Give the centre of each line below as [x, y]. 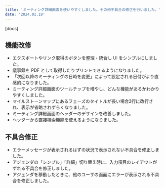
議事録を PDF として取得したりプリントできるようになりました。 [78, 70]
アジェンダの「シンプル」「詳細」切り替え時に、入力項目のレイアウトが [84, 162]
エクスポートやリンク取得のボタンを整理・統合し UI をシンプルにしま [83, 58]
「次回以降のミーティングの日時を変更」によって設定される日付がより [83, 77]
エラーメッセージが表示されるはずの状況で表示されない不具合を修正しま [86, 150]
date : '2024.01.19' [25, 14]
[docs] [12, 28]
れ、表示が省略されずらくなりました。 [51, 107]
